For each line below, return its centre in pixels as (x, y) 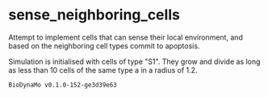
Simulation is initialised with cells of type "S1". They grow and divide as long (134, 61)
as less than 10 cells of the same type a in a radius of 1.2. (103, 70)
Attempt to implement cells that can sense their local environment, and (126, 37)
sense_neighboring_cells (94, 15)
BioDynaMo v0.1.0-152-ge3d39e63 (63, 85)
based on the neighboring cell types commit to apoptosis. (104, 45)
